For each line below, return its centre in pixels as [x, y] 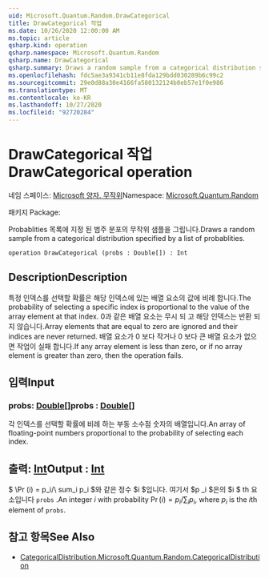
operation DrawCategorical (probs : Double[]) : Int [98, 253]
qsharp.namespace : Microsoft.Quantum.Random [84, 53]
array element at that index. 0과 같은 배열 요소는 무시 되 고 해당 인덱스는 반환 [130, 316]
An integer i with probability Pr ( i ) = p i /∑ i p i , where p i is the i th [158, 501]
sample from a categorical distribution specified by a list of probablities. [127, 238]
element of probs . [37, 510]
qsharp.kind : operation [48, 46]
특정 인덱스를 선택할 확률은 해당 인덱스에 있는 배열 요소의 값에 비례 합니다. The [130, 298]
